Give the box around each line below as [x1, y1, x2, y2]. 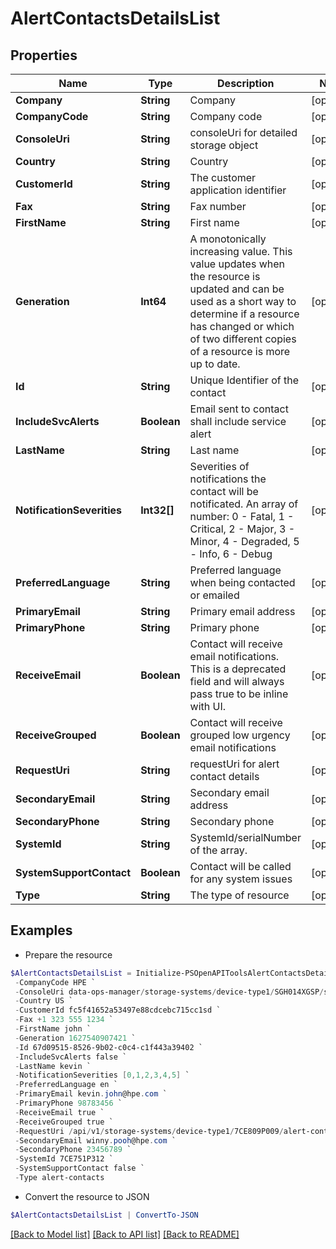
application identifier [189, 183, 287, 197]
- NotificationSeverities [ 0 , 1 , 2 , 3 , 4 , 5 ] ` [14, 1070, 190, 1081]
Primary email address [189, 605, 296, 618]
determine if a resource [189, 307, 300, 321]
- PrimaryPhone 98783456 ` [14, 1098, 123, 1109]
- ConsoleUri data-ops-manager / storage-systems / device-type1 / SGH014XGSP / [14, 987, 325, 997]
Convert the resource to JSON [24, 1190, 150, 1202]
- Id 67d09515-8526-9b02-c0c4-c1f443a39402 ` [14, 1042, 203, 1052]
